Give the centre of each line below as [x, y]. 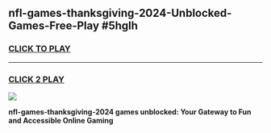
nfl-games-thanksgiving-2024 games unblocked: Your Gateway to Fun [130, 111]
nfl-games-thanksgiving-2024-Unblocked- [120, 13]
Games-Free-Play [54, 26]
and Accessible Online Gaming [61, 120]
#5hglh [120, 26]
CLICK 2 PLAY [36, 79]
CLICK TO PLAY [40, 49]
